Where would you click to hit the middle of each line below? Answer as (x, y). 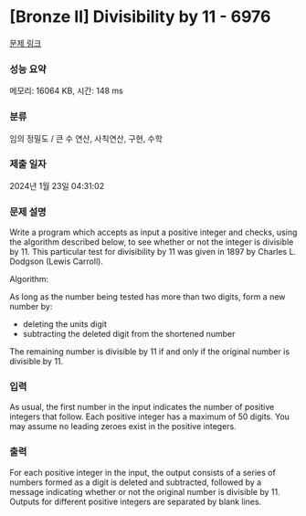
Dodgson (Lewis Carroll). (56, 261)
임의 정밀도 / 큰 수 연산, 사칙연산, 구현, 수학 (86, 138)
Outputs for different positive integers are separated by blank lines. (136, 501)
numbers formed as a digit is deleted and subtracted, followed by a (136, 482)
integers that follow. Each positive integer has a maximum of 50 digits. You (150, 416)
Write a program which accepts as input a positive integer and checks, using (153, 232)
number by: (31, 307)
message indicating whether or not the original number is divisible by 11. (145, 491)
